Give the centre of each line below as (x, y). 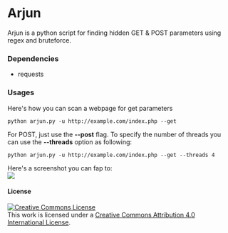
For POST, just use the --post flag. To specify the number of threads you (114, 134)
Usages (21, 92)
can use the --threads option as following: (70, 142)
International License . (39, 222)
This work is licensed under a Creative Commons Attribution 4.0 (102, 215)
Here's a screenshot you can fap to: (60, 168)
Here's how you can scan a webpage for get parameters (90, 108)
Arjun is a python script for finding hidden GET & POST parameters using (114, 33)
